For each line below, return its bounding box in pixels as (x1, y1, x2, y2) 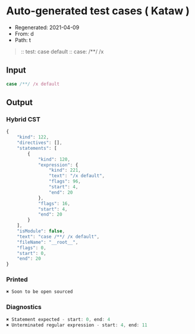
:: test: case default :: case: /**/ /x (20, 48, 104, 55)
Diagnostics (6, 303, 42, 311)
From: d (14, 30, 34, 37)
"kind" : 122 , (17, 134, 49, 140)
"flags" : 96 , (48, 178, 81, 185)
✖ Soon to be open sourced (6, 289, 73, 295)
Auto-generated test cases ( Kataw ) (6, 4, 190, 18)
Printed (6, 275, 28, 283)
